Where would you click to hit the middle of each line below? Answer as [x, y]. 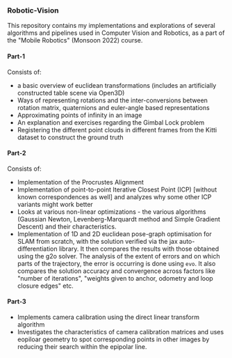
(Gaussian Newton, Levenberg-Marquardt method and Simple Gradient [119, 219]
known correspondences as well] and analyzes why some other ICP [114, 196]
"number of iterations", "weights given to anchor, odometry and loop [115, 278]
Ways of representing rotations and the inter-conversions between [113, 100]
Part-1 [16, 56]
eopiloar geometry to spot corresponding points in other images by [113, 339]
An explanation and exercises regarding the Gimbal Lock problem [111, 122]
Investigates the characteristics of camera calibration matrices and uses [121, 332]
